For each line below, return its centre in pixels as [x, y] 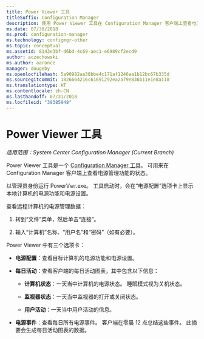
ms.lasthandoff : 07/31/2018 [42, 97]
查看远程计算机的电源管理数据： [46, 206]
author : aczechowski [32, 57]
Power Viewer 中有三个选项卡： [46, 245]
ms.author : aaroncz [31, 63]
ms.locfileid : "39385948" [39, 102]
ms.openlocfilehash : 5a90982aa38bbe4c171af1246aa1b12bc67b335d [88, 74]
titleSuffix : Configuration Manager [53, 18]
